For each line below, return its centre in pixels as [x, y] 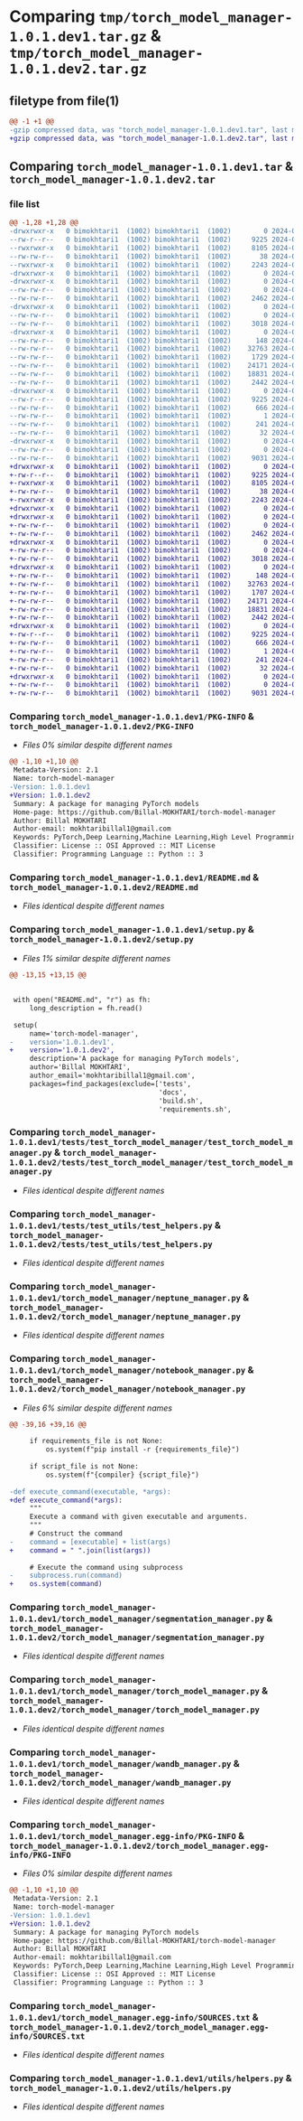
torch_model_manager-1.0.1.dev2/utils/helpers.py [120, 2088]
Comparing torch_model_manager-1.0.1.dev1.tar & [151, 167]
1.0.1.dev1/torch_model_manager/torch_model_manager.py [134, 1691]
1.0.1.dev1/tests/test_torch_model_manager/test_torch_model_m [151, 1142]
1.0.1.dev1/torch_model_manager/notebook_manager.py [128, 1370]
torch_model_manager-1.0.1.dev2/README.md [104, 887]
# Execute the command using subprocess [106, 1567]
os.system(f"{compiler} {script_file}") [123, 1475]
